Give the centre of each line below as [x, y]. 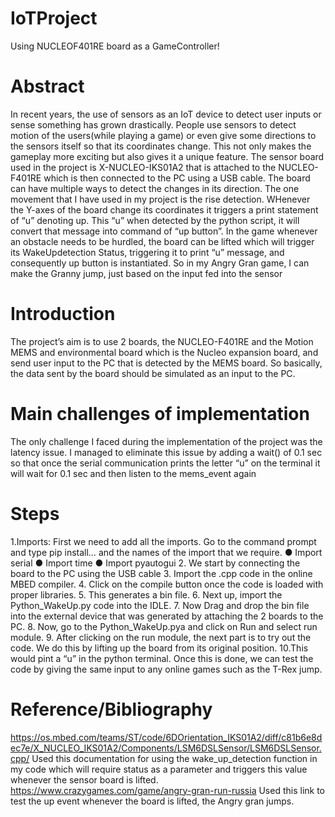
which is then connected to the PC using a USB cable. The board [177, 178]
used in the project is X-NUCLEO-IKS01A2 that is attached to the [143, 167]
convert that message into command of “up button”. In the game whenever [164, 231]
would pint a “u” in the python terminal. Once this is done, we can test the [162, 658]
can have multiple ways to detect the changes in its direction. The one [155, 188]
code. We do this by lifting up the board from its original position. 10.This [159, 648]
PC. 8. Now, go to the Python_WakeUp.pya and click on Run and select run [164, 626]
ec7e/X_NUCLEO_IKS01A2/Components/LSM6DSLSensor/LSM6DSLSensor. [166, 748]
